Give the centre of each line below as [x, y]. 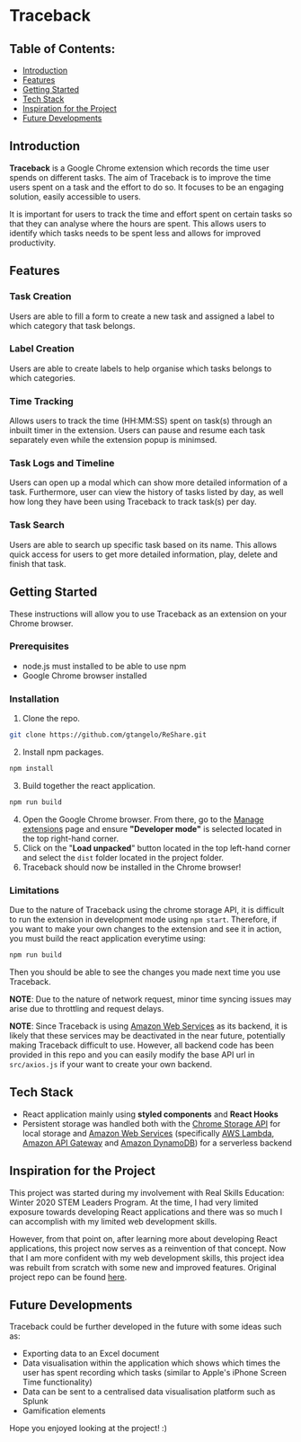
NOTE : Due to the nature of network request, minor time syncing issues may [150, 999]
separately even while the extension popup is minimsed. [113, 440]
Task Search [37, 525]
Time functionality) [57, 1382]
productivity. [33, 243]
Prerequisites [39, 646]
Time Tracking [41, 401]
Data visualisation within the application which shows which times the [151, 1363]
